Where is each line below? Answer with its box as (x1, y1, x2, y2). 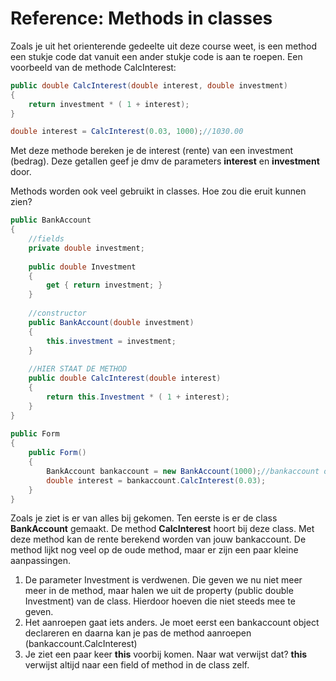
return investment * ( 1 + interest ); (28, 99, 190, 109)
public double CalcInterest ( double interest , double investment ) (10, 80, 288, 91)
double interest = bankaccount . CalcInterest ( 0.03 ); (46, 475, 267, 486)
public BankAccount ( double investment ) (28, 317, 195, 327)
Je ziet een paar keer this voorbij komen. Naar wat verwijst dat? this (24, 648, 308, 661)
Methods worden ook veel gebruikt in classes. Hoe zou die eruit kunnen (10, 185, 307, 197)
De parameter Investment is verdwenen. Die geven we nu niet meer (24, 574, 303, 586)
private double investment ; (28, 243, 145, 253)
